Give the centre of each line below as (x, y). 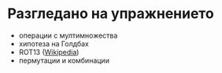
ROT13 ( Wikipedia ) (49, 52)
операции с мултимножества (68, 35)
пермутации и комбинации (64, 60)
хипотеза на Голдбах (54, 43)
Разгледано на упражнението (111, 14)
